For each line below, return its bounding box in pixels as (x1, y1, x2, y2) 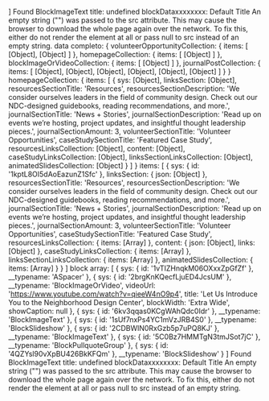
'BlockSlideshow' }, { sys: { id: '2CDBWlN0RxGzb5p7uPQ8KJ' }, (8, 324, 220, 333)
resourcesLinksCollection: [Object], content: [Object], (8, 144, 186, 153)
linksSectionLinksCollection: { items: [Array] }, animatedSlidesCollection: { (8, 255, 254, 264)
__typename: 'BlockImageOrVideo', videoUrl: (8, 281, 156, 290)
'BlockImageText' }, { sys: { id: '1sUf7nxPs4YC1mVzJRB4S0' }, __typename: (8, 315, 257, 325)
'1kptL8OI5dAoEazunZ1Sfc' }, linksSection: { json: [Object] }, (8, 169, 208, 179)
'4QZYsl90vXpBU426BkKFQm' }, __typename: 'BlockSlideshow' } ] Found (8, 349, 251, 358)
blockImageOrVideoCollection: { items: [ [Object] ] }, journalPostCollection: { (8, 58, 261, 68)
